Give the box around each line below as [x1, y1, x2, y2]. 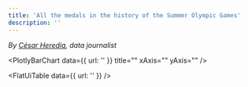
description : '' [8, 19, 61, 27]
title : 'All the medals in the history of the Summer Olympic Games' [8, 11, 242, 20]
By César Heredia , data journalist [8, 40, 117, 49]
